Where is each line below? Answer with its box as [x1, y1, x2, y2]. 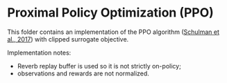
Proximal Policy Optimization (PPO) [7, 5, 214, 21]
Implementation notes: [7, 48, 72, 57]
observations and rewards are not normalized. [17, 69, 149, 77]
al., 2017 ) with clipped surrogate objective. [7, 35, 129, 43]
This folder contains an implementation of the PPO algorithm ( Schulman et [7, 28, 220, 36]
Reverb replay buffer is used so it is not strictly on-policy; [17, 62, 182, 70]
